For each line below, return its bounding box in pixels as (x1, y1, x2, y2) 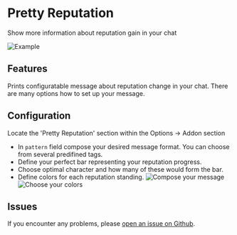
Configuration (7, 110, 71, 122)
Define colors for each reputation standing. (17, 173, 144, 181)
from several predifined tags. (17, 150, 103, 158)
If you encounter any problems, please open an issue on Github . (7, 219, 196, 228)
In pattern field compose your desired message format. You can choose (17, 142, 230, 151)
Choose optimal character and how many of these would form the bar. (17, 165, 224, 173)
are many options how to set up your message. (7, 89, 145, 97)
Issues (7, 200, 38, 212)
